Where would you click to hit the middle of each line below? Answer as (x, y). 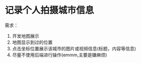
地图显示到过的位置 (32, 42)
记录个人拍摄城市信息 (50, 10)
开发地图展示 (25, 36)
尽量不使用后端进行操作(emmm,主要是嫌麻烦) (60, 55)
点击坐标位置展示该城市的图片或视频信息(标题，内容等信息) (74, 48)
